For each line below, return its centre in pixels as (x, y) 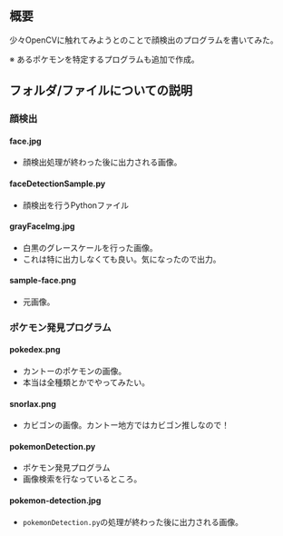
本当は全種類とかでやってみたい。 (86, 382)
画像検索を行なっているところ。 (82, 479)
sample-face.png (43, 281)
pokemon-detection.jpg (55, 501)
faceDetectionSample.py (58, 184)
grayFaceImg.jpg (42, 226)
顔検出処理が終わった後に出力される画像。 (102, 163)
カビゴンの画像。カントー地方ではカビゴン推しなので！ (126, 425)
